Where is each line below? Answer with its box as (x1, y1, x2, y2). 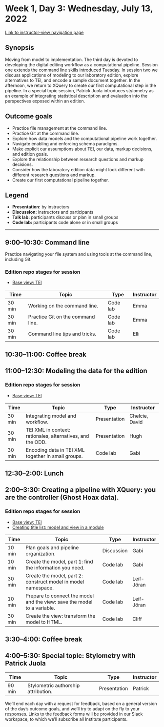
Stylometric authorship (27, 682, 80, 688)
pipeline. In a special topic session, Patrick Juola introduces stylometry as (5, 87, 154, 93)
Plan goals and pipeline (25, 544, 79, 551)
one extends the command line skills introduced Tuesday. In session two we (5, 67, 158, 73)
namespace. (25, 584, 54, 591)
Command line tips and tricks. (28, 330, 97, 337)
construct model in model (25, 578, 84, 585)
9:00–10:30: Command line (5, 238, 90, 246)
